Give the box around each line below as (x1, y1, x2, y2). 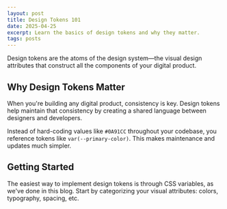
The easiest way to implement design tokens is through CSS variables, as (7, 179, 214, 188)
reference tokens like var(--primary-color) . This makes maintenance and (7, 134, 215, 142)
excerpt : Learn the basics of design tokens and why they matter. (7, 29, 200, 36)
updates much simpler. (7, 141, 72, 150)
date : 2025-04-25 (7, 23, 57, 29)
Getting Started (7, 161, 75, 173)
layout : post (7, 10, 44, 17)
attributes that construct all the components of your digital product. (7, 61, 197, 70)
